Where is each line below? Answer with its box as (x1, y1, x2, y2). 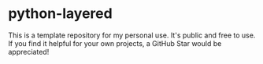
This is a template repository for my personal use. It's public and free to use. (8, 30, 256, 40)
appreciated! (8, 47, 50, 56)
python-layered (8, 5, 113, 23)
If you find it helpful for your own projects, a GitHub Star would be (8, 38, 222, 48)
